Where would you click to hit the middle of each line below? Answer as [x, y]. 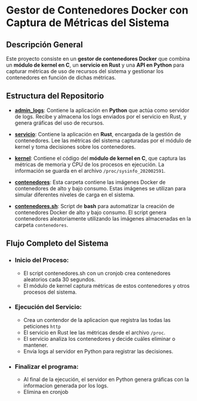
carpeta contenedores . [41, 225]
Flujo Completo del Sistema [57, 243]
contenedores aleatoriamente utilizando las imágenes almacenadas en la [103, 218]
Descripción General [45, 45]
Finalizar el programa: [46, 366]
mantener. [36, 345]
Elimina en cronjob [46, 392]
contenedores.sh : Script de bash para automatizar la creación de [94, 206]
